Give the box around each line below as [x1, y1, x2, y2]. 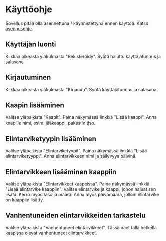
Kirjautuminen [5, 73, 51, 82]
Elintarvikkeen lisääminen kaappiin [5, 167, 117, 176]
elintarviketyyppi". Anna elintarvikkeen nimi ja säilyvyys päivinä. [5, 153, 137, 159]
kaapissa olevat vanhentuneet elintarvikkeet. [5, 230, 97, 236]
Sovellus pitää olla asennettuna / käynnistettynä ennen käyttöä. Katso [5, 20, 149, 26]
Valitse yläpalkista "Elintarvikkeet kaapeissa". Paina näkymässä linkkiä [5, 181, 150, 187]
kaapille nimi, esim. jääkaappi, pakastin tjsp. [5, 119, 96, 126]
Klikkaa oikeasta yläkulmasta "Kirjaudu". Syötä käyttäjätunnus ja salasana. [5, 86, 158, 92]
